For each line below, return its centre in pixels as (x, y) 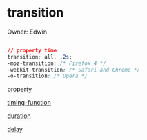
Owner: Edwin (27, 32)
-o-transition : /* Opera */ (48, 76)
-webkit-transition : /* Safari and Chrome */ (73, 70)
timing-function (29, 103)
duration (19, 116)
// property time (32, 50)
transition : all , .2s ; (40, 57)
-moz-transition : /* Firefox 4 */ (57, 63)
